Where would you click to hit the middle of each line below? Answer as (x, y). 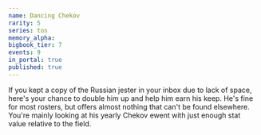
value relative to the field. (50, 123)
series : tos (28, 30)
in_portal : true (35, 60)
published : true (35, 67)
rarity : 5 (25, 23)
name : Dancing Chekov (44, 15)
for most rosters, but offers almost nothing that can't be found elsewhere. (129, 106)
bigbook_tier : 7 (35, 45)
